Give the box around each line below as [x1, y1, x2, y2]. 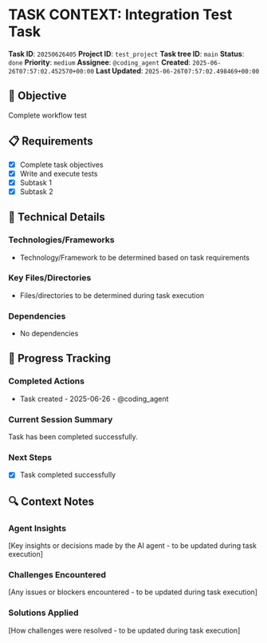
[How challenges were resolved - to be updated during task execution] [8, 625, 241, 635]
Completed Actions [8, 375, 85, 387]
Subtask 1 [19, 177, 52, 187]
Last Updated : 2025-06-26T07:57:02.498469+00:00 [95, 65, 260, 75]
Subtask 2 [19, 186, 53, 196]
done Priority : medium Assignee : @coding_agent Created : [8, 58, 191, 67]
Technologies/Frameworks [8, 234, 115, 245]
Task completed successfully [19, 470, 116, 480]
